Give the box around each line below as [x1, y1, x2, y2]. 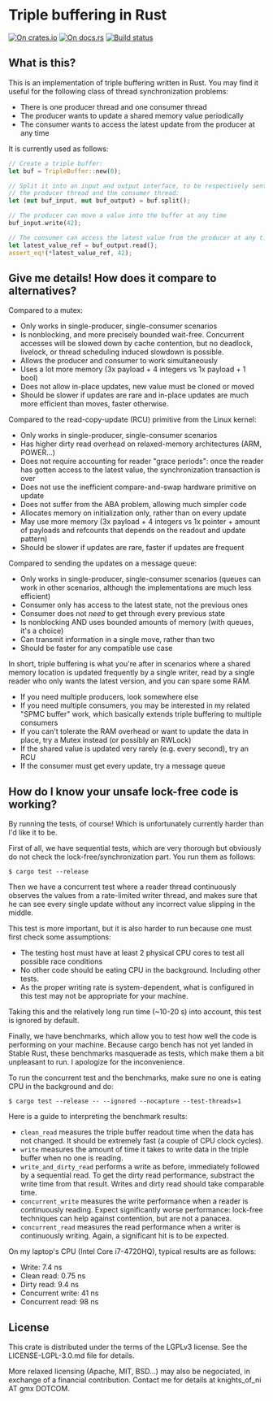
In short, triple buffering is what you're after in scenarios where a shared [8, 659, 251, 669]
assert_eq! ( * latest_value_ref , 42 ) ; [8, 249, 132, 257]
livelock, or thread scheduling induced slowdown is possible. [19, 347, 224, 357]
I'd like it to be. [8, 827, 58, 838]
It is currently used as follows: [8, 144, 109, 154]
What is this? [8, 56, 76, 70]
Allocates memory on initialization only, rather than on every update [19, 508, 247, 518]
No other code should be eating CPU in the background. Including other [19, 965, 262, 975]
